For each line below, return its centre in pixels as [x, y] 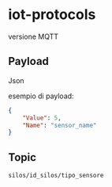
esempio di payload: [41, 96]
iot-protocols [52, 15]
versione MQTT [34, 36]
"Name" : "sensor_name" [60, 125]
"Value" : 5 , [42, 118]
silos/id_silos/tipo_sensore [56, 176]
